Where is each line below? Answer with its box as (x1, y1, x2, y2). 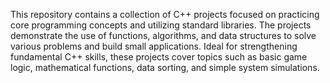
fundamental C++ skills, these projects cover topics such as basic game (10, 51, 308, 63)
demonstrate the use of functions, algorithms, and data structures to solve (10, 30, 317, 41)
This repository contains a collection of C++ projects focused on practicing (10, 9, 320, 20)
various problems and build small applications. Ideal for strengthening (10, 40, 298, 52)
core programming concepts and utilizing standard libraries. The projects (10, 19, 312, 31)
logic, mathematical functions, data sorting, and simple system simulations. (10, 62, 320, 73)
